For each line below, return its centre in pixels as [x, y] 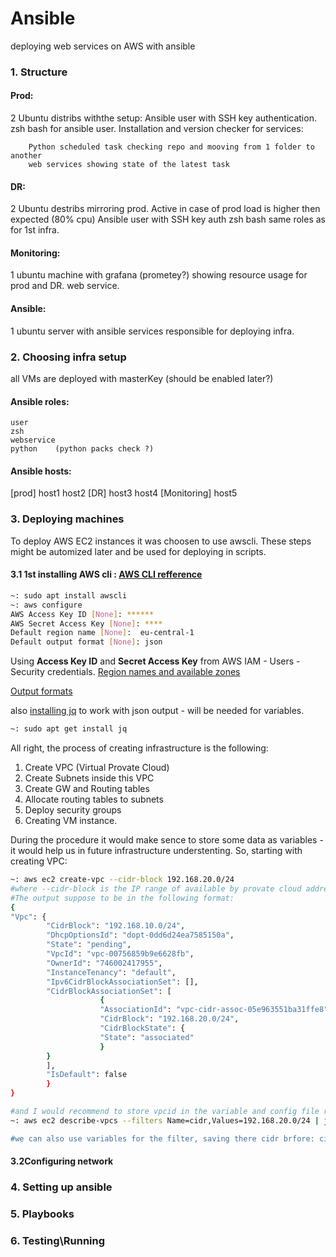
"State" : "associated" [147, 1037]
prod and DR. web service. [65, 286]
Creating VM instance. [71, 820]
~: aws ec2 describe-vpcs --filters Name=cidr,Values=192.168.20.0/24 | [165, 1120]
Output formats [41, 691]
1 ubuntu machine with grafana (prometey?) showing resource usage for [159, 275]
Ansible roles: [40, 401]
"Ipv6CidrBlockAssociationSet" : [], [122, 982]
